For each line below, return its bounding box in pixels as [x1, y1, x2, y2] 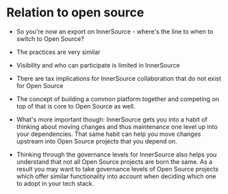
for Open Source [16, 81, 64, 89]
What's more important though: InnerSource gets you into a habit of [16, 115, 208, 124]
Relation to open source [6, 5, 144, 20]
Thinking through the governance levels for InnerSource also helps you [16, 150, 217, 158]
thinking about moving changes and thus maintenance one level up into [16, 122, 218, 130]
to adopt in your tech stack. [16, 179, 94, 187]
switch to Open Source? [16, 34, 85, 42]
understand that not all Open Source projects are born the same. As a [16, 157, 213, 165]
